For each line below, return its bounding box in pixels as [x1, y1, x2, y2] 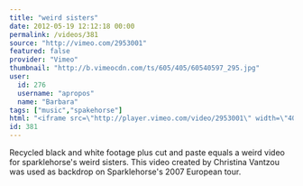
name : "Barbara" [17, 97, 78, 107]
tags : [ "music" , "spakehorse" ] [9, 106, 124, 115]
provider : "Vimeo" [9, 55, 78, 64]
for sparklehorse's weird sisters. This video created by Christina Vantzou [9, 157, 280, 167]
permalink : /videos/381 [9, 30, 99, 39]
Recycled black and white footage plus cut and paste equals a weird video [9, 147, 286, 158]
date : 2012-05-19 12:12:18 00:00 [9, 22, 135, 31]
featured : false [9, 47, 70, 56]
